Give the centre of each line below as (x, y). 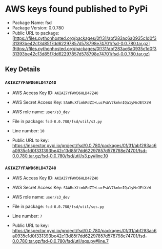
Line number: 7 (27, 216)
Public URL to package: (36, 33)
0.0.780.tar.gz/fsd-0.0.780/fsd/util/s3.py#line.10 (60, 156)
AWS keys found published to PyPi (76, 9)
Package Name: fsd (32, 23)
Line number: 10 (28, 130)
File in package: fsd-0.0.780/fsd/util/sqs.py (58, 206)
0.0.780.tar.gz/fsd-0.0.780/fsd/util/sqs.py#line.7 (60, 241)
